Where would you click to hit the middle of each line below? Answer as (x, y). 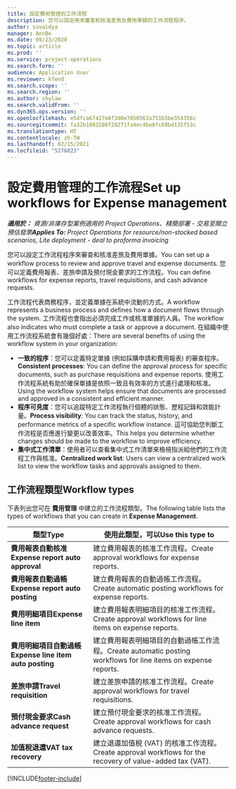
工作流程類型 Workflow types (71, 490)
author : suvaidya (33, 27)
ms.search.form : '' (36, 66)
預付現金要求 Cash (41, 717)
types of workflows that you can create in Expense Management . (103, 516)
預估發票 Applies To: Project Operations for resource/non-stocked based (112, 232)
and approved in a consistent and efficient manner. (91, 398)
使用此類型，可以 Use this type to (159, 534)
